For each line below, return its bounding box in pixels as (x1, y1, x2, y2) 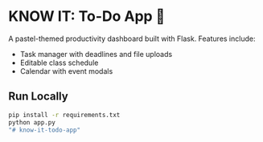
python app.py (8, 118, 56, 127)
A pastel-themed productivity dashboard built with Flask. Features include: (8, 34, 256, 43)
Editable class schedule (19, 58, 99, 67)
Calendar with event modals (19, 66, 113, 75)
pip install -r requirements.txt (8, 111, 121, 119)
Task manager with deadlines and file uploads (19, 49, 173, 59)
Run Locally (8, 90, 68, 103)
